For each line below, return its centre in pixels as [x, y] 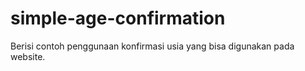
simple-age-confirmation [118, 18]
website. [28, 56]
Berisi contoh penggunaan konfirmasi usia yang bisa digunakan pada [152, 46]
